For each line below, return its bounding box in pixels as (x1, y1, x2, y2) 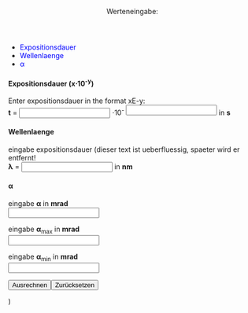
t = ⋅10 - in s (8, 106, 231, 117)
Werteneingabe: (105, 7, 159, 16)
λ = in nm (8, 161, 133, 171)
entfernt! (8, 153, 36, 162)
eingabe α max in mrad (8, 224, 80, 235)
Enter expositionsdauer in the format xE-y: (8, 96, 146, 105)
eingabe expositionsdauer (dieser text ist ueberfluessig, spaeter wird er (8, 145, 240, 154)
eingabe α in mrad (8, 198, 68, 208)
